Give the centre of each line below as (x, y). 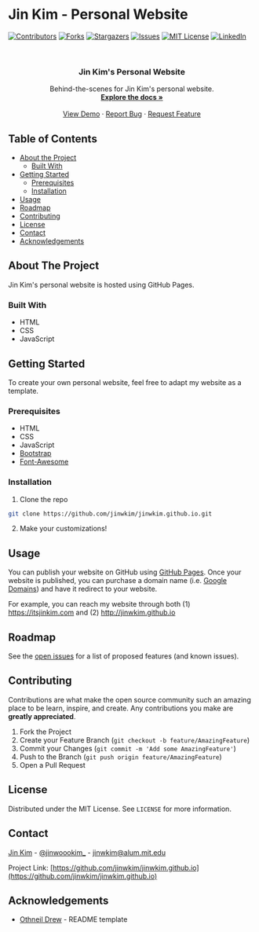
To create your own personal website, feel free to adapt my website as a (125, 382)
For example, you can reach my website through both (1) (99, 604)
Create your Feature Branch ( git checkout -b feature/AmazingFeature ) (135, 739)
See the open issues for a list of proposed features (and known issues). (124, 656)
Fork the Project (46, 732)
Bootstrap (35, 453)
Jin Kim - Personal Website (98, 15)
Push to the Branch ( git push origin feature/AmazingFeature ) (120, 757)
